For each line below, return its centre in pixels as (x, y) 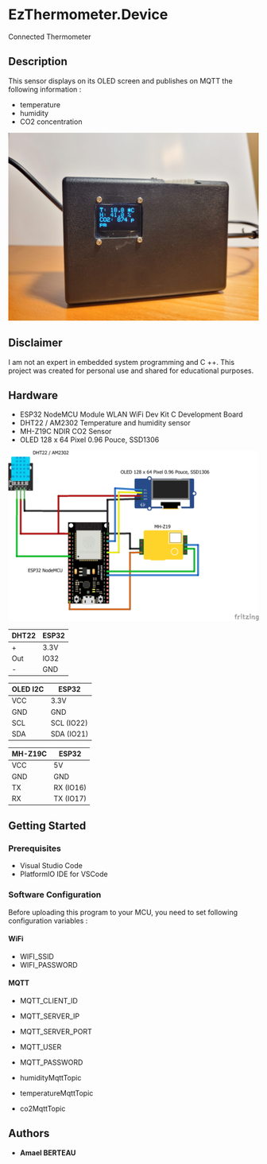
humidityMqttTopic (50, 1078)
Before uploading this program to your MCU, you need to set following (123, 912)
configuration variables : (48, 921)
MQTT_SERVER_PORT (56, 1032)
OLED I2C (28, 689)
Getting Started (47, 826)
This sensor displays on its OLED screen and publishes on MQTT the (120, 80)
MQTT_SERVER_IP (50, 1016)
